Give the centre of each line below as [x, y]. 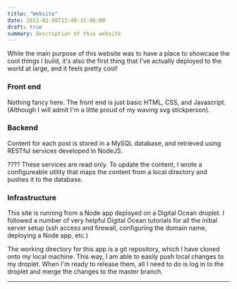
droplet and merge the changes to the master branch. [85, 271]
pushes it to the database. [45, 179]
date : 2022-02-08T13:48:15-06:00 [56, 20]
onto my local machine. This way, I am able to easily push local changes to [116, 257]
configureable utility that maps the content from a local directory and [108, 172]
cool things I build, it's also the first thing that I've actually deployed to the [115, 61]
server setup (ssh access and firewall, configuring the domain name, [107, 228]
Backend [23, 128]
